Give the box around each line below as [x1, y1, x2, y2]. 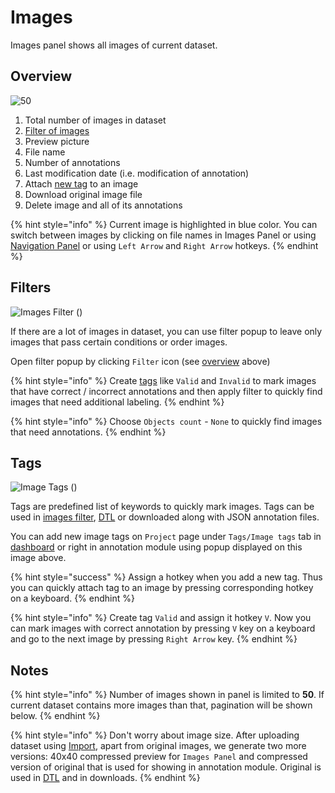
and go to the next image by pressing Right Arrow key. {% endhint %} [10, 633, 298, 645]
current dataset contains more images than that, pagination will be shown [10, 699, 313, 711]
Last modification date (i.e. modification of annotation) [24, 167, 250, 179]
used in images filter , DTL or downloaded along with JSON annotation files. [10, 511, 320, 523]
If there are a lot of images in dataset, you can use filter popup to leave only [10, 325, 323, 337]
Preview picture [24, 135, 90, 147]
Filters [10, 279, 52, 296]
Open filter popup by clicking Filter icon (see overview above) [10, 355, 271, 367]
